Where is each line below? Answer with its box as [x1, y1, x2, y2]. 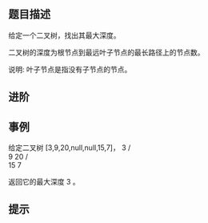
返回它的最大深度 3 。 [8, 177, 80, 187]
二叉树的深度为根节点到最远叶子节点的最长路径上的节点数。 [8, 47, 205, 57]
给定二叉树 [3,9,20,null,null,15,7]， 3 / [8, 143, 131, 152]
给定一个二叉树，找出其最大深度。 [8, 30, 121, 40]
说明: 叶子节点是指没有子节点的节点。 [8, 64, 132, 74]
